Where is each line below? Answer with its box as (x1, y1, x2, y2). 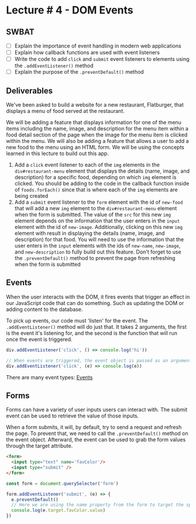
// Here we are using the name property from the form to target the (11, 502, 184, 508)
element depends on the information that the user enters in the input (14, 217, 180, 224)
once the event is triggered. (6, 335, 73, 343)
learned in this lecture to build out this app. (6, 150, 109, 157)
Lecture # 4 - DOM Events (6, 4, 134, 17)
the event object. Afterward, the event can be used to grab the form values (6, 436, 186, 443)
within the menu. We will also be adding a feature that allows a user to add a (6, 138, 189, 145)
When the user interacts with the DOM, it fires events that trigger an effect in (6, 293, 190, 300)
